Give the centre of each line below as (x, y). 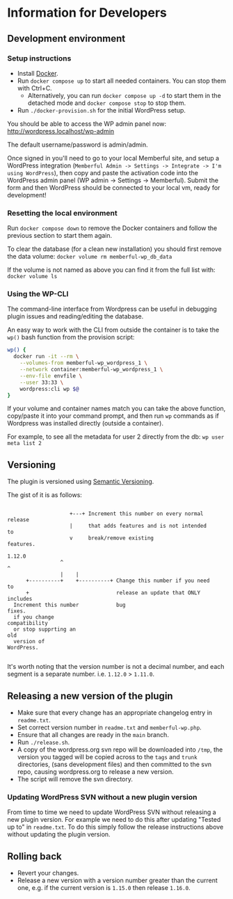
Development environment (66, 39)
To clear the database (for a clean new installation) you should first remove (115, 249)
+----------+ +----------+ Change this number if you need (118, 581)
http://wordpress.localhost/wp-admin (61, 131)
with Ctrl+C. (34, 88)
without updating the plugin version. (59, 834)
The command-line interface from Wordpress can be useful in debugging (112, 309)
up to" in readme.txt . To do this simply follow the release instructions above (115, 827)
